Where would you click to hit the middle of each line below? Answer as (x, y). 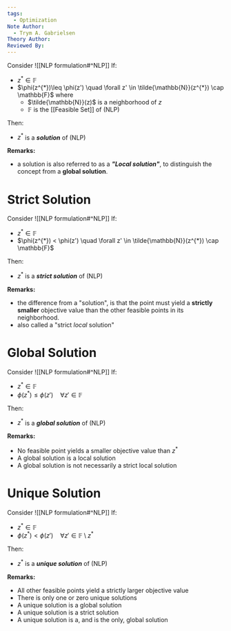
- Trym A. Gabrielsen (44, 33)
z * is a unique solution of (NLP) (62, 563)
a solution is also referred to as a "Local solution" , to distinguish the (114, 164)
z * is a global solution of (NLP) (61, 422)
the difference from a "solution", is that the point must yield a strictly (115, 302)
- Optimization (35, 20)
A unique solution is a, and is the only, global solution (92, 620)
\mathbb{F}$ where (45, 95)
